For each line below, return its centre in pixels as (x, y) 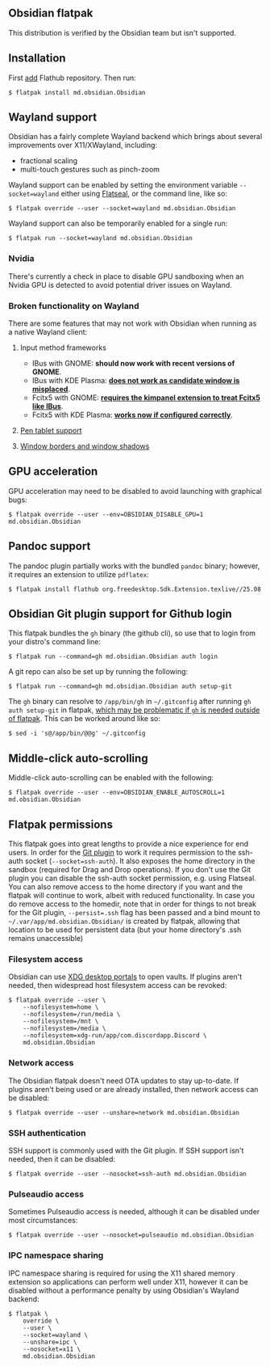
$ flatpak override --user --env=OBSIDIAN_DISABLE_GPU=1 (106, 514)
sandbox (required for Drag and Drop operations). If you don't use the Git (130, 870)
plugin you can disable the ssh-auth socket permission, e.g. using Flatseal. (132, 878)
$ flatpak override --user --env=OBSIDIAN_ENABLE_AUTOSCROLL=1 (117, 793)
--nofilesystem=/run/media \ (72, 1015)
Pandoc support (50, 546)
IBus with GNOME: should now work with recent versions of (133, 364)
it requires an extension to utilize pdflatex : (79, 574)
